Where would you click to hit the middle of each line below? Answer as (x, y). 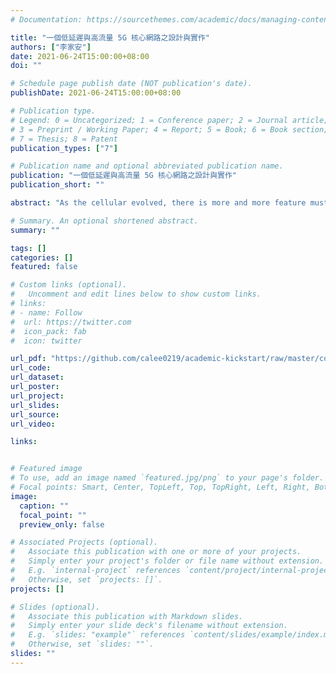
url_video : (33, 424)
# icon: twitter (46, 341)
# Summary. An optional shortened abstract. (104, 221)
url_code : (31, 368)
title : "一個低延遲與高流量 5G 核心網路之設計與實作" (110, 37)
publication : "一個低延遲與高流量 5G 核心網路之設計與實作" (123, 176)
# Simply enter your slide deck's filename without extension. (149, 626)
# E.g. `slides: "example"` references (98, 635)
